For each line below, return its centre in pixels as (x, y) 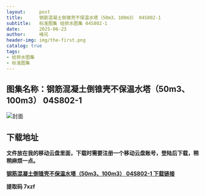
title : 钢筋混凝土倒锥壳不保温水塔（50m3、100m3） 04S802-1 (84, 18)
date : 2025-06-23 (37, 29)
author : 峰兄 (27, 35)
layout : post (28, 12)
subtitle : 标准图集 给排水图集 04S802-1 (57, 23)
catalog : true (24, 46)
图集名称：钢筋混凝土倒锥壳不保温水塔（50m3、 (98, 89)
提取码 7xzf (21, 187)
